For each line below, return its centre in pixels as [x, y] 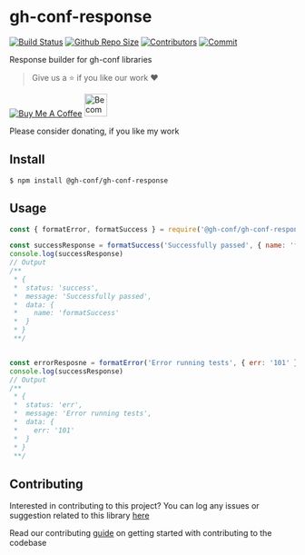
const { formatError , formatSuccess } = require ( [105, 229]
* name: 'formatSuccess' [66, 313]
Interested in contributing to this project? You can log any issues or [135, 506]
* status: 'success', [56, 288]
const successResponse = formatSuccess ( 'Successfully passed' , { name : [148, 246]
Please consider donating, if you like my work [94, 131]
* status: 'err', [48, 405]
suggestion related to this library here [79, 516]
